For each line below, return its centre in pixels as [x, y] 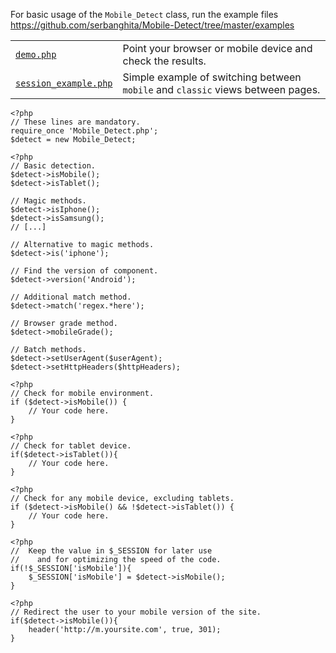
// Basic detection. [53, 166]
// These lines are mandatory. [75, 122]
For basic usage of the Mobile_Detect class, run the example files [144, 14]
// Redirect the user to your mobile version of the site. [136, 612]
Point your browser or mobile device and [217, 48]
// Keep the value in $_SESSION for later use [111, 551]
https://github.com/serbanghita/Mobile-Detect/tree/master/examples [152, 25]
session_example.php [64, 83]
